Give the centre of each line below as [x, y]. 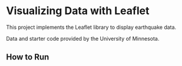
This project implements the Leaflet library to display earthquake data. [91, 27]
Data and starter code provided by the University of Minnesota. [83, 38]
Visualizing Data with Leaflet [78, 11]
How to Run [28, 57]
